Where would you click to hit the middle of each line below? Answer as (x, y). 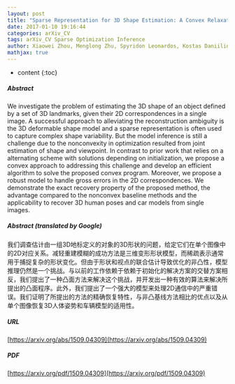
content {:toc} (37, 72)
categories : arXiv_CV (39, 33)
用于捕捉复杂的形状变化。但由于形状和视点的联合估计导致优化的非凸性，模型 (117, 262)
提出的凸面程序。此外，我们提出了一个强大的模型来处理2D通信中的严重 (109, 288)
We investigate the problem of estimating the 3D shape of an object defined (116, 106)
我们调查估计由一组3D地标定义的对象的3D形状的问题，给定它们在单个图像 (114, 244)
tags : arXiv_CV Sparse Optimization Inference (76, 40)
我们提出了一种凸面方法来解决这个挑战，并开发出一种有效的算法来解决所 (123, 279)
